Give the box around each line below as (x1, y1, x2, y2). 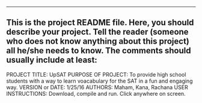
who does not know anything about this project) (6, 37, 189, 47)
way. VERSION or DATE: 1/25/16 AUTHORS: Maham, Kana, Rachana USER (6, 83, 188, 90)
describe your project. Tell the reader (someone (6, 27, 189, 37)
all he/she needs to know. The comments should (6, 46, 191, 56)
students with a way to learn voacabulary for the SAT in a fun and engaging (6, 77, 193, 84)
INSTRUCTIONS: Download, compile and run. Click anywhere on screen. (6, 90, 186, 97)
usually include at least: (6, 55, 97, 65)
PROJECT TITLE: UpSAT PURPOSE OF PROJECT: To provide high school (6, 71, 186, 78)
